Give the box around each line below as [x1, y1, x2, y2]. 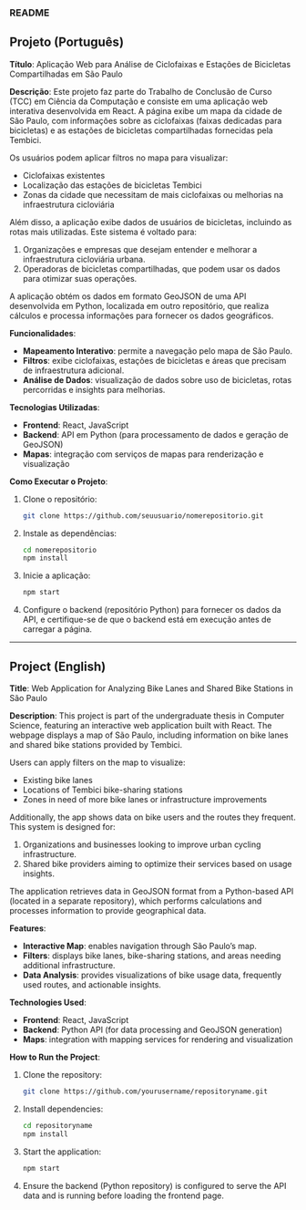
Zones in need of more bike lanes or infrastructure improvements [22, 794, 267, 805]
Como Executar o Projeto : [9, 476, 108, 487]
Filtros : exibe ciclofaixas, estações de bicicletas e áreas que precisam [22, 355, 287, 366]
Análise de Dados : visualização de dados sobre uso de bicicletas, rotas [22, 374, 292, 385]
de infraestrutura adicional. [22, 365, 125, 376]
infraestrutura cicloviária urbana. [22, 253, 146, 264]
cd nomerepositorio [22, 545, 97, 554]
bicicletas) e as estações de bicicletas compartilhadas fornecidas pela [9, 125, 273, 136]
